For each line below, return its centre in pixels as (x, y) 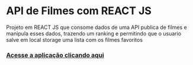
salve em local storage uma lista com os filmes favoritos (75, 40)
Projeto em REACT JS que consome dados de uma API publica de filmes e (97, 27)
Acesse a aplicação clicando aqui (55, 55)
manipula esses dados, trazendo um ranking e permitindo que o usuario (94, 33)
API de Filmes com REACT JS (79, 11)
